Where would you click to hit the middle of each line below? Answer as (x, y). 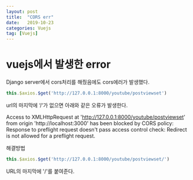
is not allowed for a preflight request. (51, 136)
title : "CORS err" (30, 17)
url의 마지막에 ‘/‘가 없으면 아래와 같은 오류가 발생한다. (67, 105)
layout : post (22, 12)
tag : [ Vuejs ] (22, 34)
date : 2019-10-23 (30, 22)
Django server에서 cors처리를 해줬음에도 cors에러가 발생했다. (78, 82)
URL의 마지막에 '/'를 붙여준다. (40, 171)
